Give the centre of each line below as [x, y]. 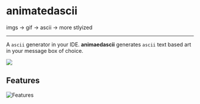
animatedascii [42, 11]
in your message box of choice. [45, 51]
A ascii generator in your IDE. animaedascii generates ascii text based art [99, 44]
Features [23, 81]
